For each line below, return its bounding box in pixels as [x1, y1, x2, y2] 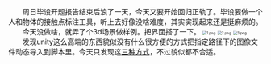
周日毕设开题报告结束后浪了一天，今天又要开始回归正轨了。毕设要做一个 [23, 7, 263, 16]
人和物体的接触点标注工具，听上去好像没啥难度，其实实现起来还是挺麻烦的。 [8, 17, 263, 26]
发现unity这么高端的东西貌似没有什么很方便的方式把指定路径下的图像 [23, 37, 252, 46]
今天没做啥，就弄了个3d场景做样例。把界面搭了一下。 [23, 27, 202, 36]
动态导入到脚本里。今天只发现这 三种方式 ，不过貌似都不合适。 [15, 47, 220, 56]
